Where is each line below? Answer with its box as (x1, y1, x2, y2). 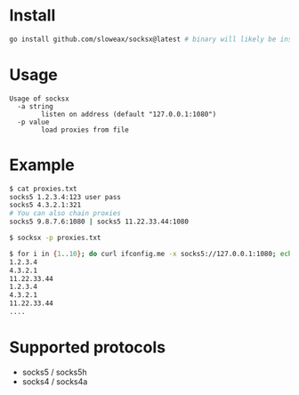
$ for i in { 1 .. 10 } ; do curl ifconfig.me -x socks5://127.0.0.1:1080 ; (9, 249, 277, 258)
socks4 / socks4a (21, 375, 88, 387)
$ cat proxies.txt (9, 184, 77, 193)
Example (9, 155, 75, 174)
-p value (17, 117, 50, 126)
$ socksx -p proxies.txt (9, 233, 101, 243)
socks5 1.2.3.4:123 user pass (9, 192, 122, 201)
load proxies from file (41, 125, 129, 134)
